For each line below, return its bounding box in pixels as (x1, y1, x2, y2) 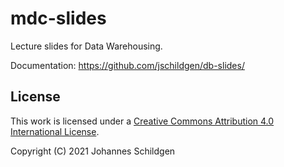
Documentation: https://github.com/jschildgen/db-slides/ (10, 59, 245, 71)
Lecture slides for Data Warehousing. (10, 40, 163, 52)
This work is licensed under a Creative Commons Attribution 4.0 (10, 115, 275, 127)
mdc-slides (10, 7, 107, 30)
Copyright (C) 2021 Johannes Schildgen (10, 145, 176, 157)
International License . (10, 125, 100, 137)
